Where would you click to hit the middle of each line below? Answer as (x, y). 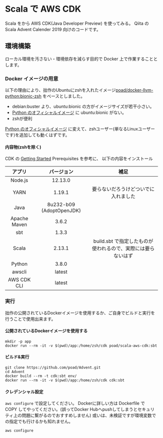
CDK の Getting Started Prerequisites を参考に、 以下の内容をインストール (79, 159)
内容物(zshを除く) (23, 147)
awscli (19, 272)
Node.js (19, 180)
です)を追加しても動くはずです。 (37, 135)
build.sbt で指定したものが (123, 241)
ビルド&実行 (17, 357)
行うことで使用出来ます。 (30, 319)
